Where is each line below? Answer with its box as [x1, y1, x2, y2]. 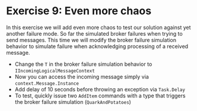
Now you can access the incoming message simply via [14, 73, 150, 80]
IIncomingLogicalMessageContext [14, 68, 95, 74]
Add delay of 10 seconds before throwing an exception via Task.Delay [14, 85, 186, 93]
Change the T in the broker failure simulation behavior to [14, 61, 152, 68]
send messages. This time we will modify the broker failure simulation [6, 36, 177, 43]
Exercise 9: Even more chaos [6, 4, 152, 18]
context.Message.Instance [14, 80, 79, 87]
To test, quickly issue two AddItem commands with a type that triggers [14, 92, 186, 99]
